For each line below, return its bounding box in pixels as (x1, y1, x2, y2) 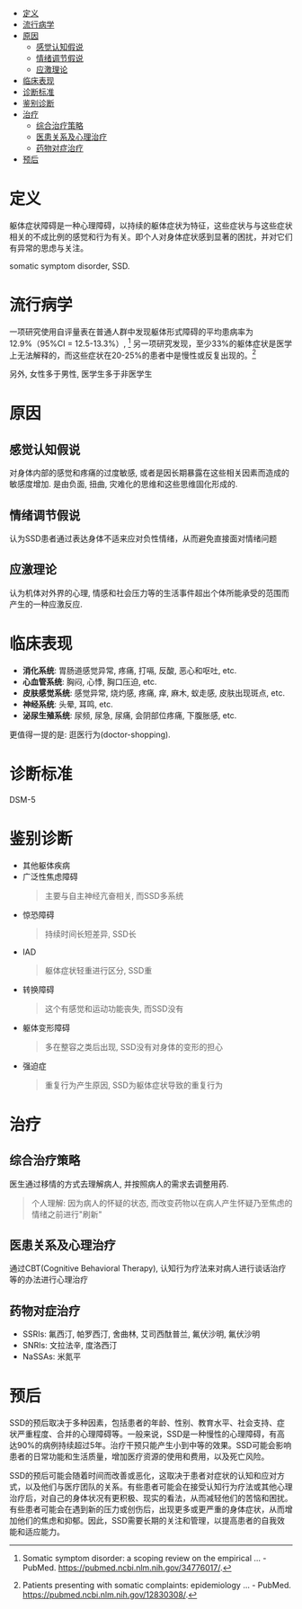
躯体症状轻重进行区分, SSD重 (44, 965, 153, 975)
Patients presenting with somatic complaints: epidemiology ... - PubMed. (22, 1580, 292, 1591)
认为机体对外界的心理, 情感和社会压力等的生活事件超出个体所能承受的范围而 (9, 587, 289, 598)
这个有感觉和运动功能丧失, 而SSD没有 (44, 1003, 184, 1014)
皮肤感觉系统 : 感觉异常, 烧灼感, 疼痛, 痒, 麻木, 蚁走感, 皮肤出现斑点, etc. (22, 687, 286, 698)
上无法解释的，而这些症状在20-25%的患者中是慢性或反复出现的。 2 (9, 348, 257, 360)
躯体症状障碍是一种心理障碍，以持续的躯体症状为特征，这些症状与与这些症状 (9, 219, 293, 231)
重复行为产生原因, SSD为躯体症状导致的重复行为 (44, 1080, 223, 1090)
